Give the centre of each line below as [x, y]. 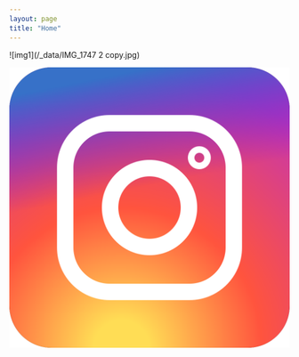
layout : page [33, 19]
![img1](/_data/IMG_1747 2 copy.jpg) [75, 54]
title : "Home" [36, 28]
